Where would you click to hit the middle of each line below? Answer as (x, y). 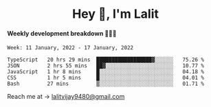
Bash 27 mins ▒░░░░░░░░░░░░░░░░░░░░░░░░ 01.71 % (106, 84)
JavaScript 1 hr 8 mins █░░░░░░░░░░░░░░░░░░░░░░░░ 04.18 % (106, 72)
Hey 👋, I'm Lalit (115, 14)
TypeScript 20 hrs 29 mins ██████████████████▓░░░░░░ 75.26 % (106, 60)
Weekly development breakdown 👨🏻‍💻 (62, 33)
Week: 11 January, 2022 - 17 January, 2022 (70, 48)
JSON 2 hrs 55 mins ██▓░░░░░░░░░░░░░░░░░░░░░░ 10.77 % (106, 66)
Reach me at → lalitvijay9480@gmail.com (66, 97)
